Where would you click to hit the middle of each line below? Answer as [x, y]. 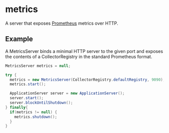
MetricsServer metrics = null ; [38, 66]
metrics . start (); [28, 84]
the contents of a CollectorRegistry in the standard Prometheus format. [79, 56]
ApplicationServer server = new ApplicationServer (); [67, 93]
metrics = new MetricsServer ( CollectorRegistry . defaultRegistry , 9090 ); [88, 80]
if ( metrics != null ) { [33, 112]
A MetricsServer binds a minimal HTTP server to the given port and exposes [84, 51]
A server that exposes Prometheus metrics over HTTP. [62, 23]
